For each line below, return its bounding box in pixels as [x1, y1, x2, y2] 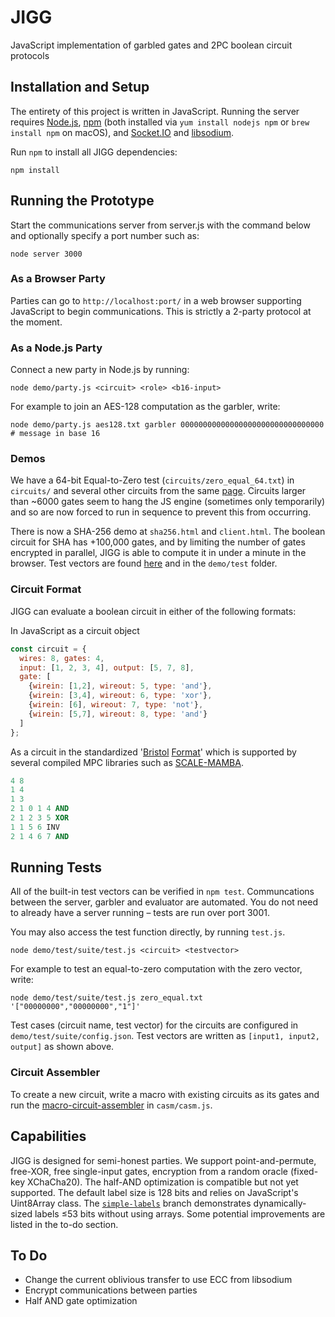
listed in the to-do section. [10, 1218, 119, 1230]
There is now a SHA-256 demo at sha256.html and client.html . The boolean [10, 526, 326, 538]
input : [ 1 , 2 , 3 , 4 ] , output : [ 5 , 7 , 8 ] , [19, 662, 195, 673]
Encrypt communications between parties [24, 1284, 198, 1296]
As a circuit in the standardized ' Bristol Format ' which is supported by [10, 746, 297, 758]
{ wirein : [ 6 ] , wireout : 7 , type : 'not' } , [28, 700, 204, 710]
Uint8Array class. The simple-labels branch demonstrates [10, 1197, 252, 1209]
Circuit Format [10, 582, 82, 596]
